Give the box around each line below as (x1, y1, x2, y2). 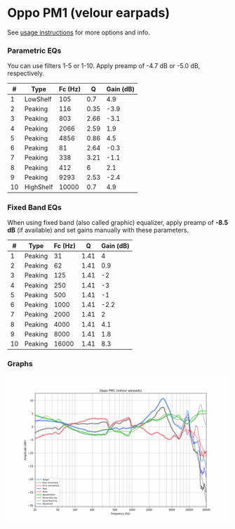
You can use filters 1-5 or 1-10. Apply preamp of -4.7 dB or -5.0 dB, (7, 62, 201, 70)
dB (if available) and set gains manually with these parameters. (7, 226, 189, 235)
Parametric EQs (7, 46, 62, 55)
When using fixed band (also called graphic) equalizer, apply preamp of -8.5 (7, 218, 229, 227)
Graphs (7, 359, 33, 369)
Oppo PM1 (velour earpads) (7, 5, 170, 21)
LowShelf (24, 95, 52, 103)
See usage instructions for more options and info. (7, 28, 151, 37)
